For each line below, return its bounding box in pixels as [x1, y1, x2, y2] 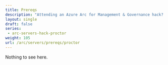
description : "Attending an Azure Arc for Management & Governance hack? [5, 12, 164, 17]
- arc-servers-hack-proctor [7, 31, 67, 36]
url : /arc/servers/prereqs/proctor [5, 40, 80, 45]
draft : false [5, 21, 33, 27]
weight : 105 [5, 36, 30, 41]
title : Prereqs [5, 7, 37, 13]
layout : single [5, 17, 37, 22]
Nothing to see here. [5, 54, 48, 60]
